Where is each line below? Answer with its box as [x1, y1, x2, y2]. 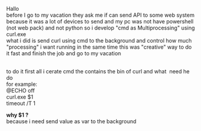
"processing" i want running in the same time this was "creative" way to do [6, 43, 192, 50]
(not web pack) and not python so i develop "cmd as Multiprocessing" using [6, 24, 196, 31]
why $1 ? [6, 111, 29, 118]
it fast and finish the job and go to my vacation [6, 50, 122, 56]
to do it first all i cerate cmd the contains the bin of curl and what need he [6, 68, 190, 75]
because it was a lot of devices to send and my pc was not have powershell [6, 18, 194, 25]
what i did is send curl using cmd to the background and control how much [6, 37, 192, 44]
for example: [6, 81, 38, 88]
